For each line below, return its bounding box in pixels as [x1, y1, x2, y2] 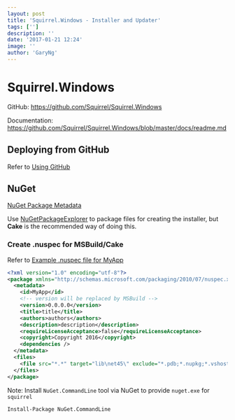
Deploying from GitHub [7, 144, 110, 156]
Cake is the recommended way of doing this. [7, 222, 137, 231]
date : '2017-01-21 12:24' [7, 36, 83, 43]
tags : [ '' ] [7, 23, 39, 30]
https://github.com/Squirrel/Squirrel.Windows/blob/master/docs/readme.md [7, 123, 227, 132]
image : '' [7, 43, 36, 50]
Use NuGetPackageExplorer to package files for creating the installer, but [7, 215, 219, 223]
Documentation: [7, 116, 54, 125]
